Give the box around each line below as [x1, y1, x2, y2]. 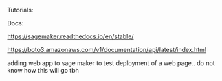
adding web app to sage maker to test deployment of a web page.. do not [7, 59, 215, 67]
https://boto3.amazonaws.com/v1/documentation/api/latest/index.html [7, 46, 207, 54]
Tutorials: [7, 6, 34, 14]
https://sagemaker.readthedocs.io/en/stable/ [7, 32, 134, 40]
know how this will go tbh [7, 67, 79, 74]
